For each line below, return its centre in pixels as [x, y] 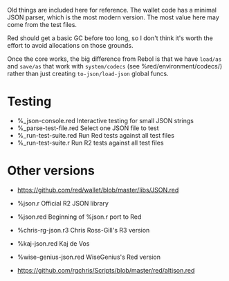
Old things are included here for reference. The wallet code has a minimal [112, 10]
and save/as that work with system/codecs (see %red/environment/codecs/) [115, 66]
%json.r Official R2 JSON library [63, 203]
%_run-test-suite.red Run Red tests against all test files [96, 135]
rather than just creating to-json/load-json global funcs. [88, 73]
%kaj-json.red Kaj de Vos [53, 243]
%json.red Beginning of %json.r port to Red [79, 217]
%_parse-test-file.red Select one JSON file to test [88, 128]
